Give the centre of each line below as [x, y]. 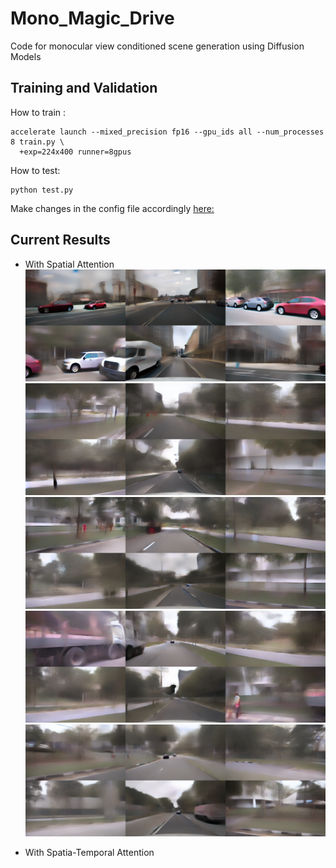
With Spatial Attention [69, 264]
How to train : [38, 112]
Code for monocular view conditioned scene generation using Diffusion [157, 46]
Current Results [60, 240]
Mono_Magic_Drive [92, 18]
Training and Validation [84, 88]
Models [26, 56]
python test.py [42, 190]
